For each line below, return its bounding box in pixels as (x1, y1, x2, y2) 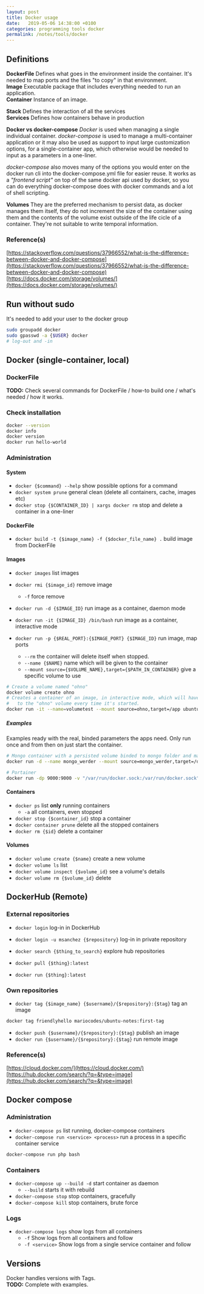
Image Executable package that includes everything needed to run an (6, 83, 181, 90)
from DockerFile (15, 541, 56, 549)
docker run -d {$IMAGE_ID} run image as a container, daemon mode (15, 605, 186, 612)
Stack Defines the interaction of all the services (6, 107, 126, 115)
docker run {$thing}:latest (15, 972, 86, 978)
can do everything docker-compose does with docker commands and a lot (6, 183, 193, 190)
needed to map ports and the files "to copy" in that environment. (6, 76, 168, 84)
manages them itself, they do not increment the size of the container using (6, 207, 192, 214)
